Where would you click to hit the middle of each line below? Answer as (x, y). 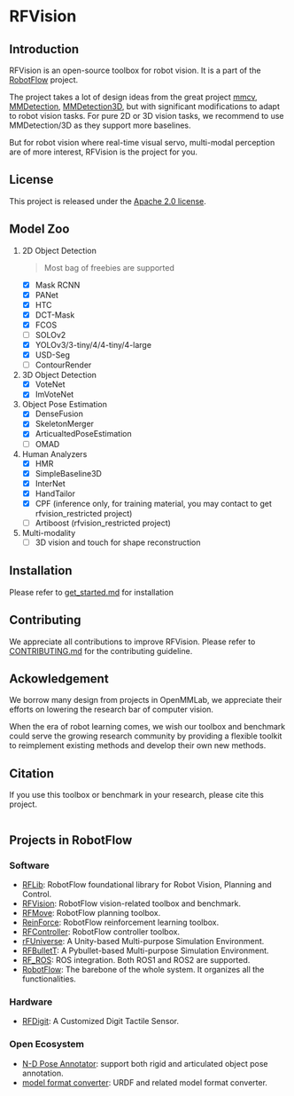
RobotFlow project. (44, 80)
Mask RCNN (58, 285)
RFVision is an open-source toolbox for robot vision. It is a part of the (135, 70)
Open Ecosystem (46, 1045)
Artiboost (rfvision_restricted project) (103, 523)
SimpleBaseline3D (68, 473)
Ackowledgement (59, 679)
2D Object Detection (59, 250)
